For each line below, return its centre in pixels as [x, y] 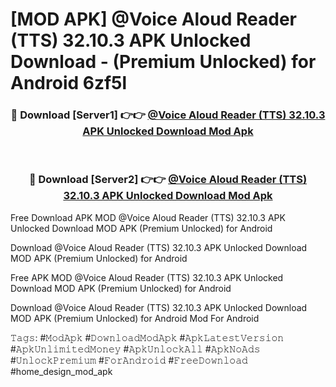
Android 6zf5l [69, 83]
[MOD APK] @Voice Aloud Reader [153, 19]
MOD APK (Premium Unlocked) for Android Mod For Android [135, 318]
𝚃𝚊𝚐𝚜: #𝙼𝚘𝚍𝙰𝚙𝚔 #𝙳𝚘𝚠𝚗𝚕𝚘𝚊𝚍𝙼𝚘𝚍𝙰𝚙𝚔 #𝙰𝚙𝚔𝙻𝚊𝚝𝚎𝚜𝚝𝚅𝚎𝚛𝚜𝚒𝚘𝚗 [147, 337]
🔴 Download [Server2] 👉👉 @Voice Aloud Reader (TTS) [168, 180]
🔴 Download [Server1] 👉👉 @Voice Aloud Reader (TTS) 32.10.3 [168, 115]
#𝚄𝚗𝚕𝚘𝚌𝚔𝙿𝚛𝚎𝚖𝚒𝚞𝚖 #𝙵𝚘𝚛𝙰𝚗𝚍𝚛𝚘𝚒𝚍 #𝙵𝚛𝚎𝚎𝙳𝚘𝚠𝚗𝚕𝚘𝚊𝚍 [129, 360]
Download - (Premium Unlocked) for [163, 62]
